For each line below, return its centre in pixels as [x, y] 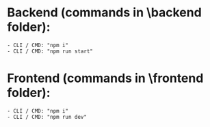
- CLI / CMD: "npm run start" [50, 51]
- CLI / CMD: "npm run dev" [47, 117]
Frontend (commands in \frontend [105, 78]
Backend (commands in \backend [104, 13]
